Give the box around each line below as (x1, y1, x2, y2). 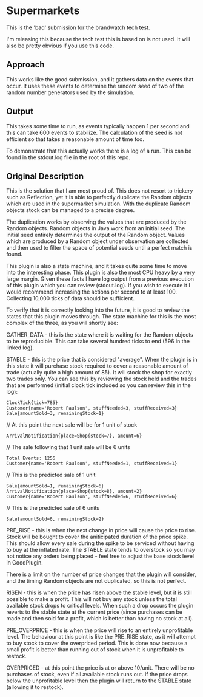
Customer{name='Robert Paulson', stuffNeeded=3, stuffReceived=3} (6, 405, 178, 411)
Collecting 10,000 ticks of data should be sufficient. (6, 295, 135, 302)
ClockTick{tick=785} (6, 400, 59, 406)
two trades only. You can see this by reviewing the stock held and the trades (6, 375, 197, 383)
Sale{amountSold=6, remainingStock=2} (6, 516, 104, 523)
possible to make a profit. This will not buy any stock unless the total (6, 596, 178, 603)
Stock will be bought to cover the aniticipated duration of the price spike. (6, 533, 188, 541)
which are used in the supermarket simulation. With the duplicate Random (6, 200, 191, 207)
